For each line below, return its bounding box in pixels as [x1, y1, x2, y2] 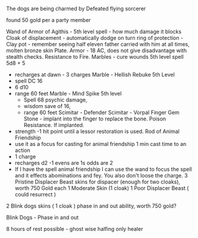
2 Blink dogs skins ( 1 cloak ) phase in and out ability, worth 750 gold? [6, 202, 177, 210]
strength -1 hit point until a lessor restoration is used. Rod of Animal [14, 128, 180, 135]
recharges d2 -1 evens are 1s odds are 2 [14, 160, 114, 166]
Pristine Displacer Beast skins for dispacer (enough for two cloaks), [14, 178, 180, 185]
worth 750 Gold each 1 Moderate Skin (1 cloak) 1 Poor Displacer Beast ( [14, 185, 189, 192]
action [14, 147, 31, 154]
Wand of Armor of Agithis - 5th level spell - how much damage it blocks [6, 28, 182, 35]
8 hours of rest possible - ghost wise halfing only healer [6, 226, 143, 232]
